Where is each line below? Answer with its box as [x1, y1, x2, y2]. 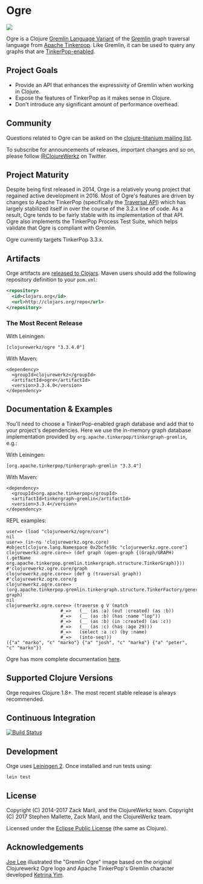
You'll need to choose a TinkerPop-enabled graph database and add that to [6, 420, 195, 427]
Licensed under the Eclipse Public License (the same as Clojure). [6, 825, 168, 832]
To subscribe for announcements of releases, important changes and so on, [6, 146, 195, 153]
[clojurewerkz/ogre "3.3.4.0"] [6, 344, 85, 350]
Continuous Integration [6, 713, 95, 723]
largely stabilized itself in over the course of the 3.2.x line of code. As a [6, 205, 183, 212]
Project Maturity [6, 170, 69, 180]
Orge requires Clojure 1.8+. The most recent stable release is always [6, 689, 176, 696]
